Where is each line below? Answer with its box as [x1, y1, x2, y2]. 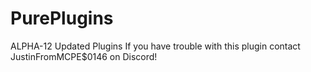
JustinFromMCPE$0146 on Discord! [10, 50, 158, 62]
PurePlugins [10, 7, 114, 30]
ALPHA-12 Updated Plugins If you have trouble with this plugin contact [10, 40, 301, 52]
